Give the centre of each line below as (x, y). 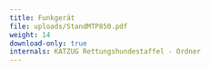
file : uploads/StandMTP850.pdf (69, 26)
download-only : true (49, 43)
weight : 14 (30, 35)
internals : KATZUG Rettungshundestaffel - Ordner (105, 52)
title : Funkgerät (42, 18)
